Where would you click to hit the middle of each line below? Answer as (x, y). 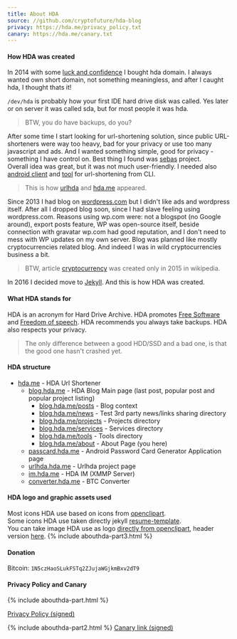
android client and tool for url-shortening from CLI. (81, 174)
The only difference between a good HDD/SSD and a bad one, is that (126, 343)
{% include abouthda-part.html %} (58, 600)
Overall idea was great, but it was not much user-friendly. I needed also (112, 167)
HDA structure (29, 367)
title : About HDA (33, 14)
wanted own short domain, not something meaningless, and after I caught (116, 80)
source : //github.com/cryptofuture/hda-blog (74, 21)
